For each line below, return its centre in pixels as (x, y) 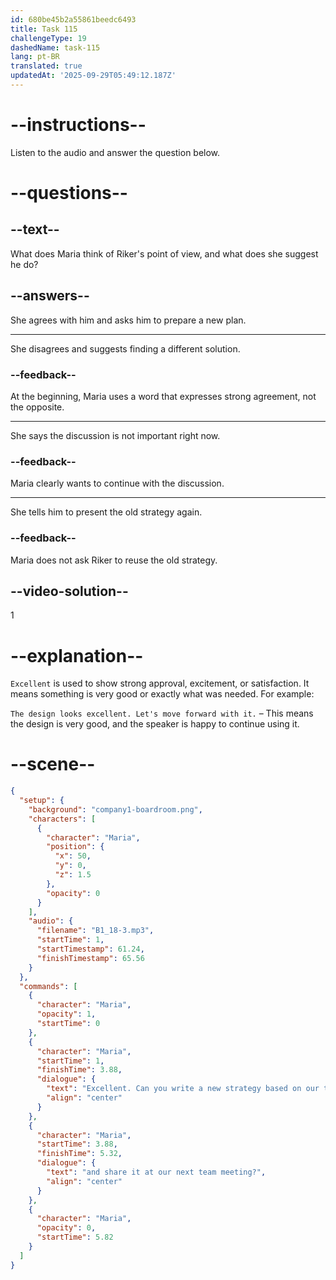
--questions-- (69, 193)
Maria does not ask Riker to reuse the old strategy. (114, 560)
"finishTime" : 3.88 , (79, 1070)
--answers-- (50, 296)
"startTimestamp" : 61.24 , (90, 949)
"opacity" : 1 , (66, 1014)
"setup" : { (42, 801)
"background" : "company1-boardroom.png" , (115, 809)
